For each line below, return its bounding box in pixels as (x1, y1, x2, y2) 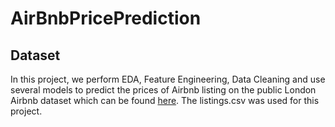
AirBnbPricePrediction (10, 7, 202, 30)
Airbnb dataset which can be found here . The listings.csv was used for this (10, 95, 320, 106)
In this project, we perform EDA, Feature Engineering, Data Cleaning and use (10, 73, 326, 85)
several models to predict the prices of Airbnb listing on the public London (10, 84, 317, 96)
